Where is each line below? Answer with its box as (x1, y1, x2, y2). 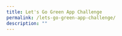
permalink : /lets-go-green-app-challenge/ (6, 15, 116, 21)
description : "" (6, 20, 48, 26)
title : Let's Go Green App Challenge (6, 9, 102, 15)
